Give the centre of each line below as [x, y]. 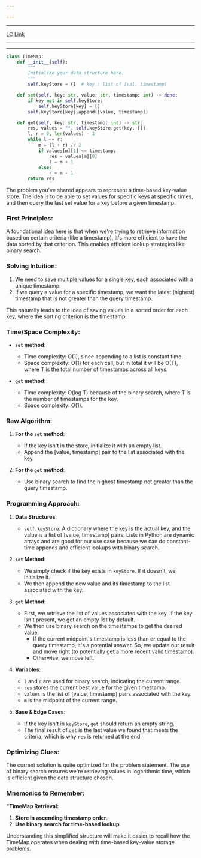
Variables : [28, 669]
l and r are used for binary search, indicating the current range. [102, 681]
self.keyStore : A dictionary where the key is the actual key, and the [107, 528]
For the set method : [40, 434]
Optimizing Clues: [33, 752]
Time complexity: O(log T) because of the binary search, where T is [107, 393]
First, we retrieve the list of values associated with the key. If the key [108, 613]
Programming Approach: [43, 504]
